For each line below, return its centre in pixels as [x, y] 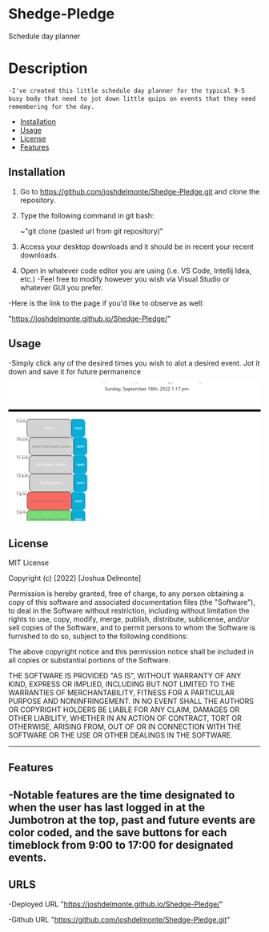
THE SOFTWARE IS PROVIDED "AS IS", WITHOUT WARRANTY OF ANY [125, 675]
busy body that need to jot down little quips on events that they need [132, 98]
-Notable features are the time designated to [122, 795]
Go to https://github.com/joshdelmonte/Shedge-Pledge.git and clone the [140, 191]
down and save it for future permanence [75, 371]
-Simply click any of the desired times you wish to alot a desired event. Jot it [134, 363]
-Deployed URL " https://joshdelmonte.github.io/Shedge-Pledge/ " [116, 904]
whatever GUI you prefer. [61, 287]
